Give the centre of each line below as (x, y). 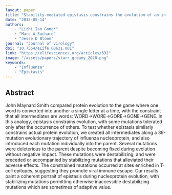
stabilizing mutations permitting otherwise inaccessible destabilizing (77, 181)
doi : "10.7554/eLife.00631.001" (40, 48)
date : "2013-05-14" (26, 19)
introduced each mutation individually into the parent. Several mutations (81, 143)
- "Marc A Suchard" (35, 34)
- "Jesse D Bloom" (34, 39)
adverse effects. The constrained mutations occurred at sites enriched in (82, 165)
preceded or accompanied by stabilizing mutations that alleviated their (80, 160)
